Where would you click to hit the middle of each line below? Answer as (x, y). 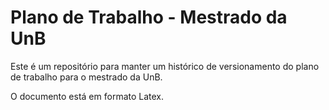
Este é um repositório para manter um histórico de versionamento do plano (165, 66)
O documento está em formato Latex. (87, 96)
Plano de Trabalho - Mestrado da (149, 17)
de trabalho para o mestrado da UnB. (86, 77)
